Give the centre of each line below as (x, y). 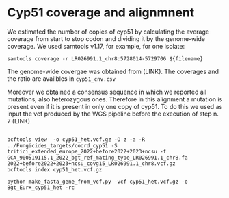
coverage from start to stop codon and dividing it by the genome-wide (106, 38)
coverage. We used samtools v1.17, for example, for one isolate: (96, 46)
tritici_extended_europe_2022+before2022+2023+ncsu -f (87, 151)
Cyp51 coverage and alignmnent (101, 13)
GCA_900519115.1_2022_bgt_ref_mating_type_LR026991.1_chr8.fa (97, 158)
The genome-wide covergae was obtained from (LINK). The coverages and (113, 71)
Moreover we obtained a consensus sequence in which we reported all (107, 92)
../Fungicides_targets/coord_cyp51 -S (62, 145)
